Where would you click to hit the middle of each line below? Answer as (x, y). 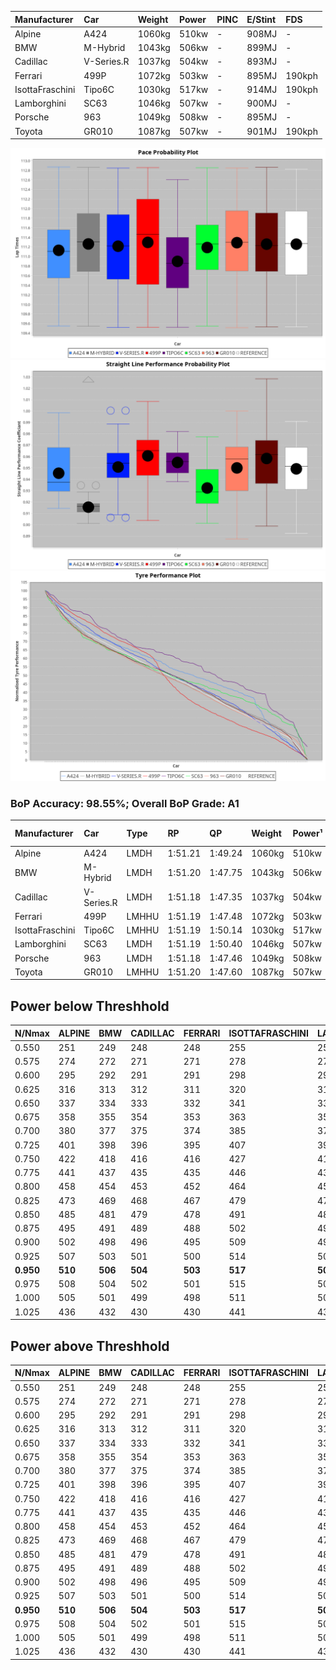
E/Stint (261, 19)
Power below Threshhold (90, 1006)
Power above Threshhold (90, 1346)
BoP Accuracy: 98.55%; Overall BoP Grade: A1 (125, 803)
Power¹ (307, 833)
